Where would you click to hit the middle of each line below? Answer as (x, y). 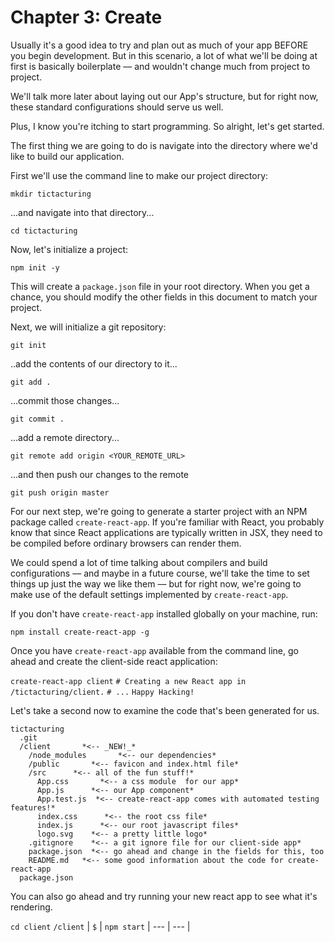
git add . (31, 382)
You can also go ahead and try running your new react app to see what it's (164, 896)
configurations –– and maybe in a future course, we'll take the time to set (160, 573)
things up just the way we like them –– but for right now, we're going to (156, 583)
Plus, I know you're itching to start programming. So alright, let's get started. (167, 126)
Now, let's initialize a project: (69, 249)
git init (28, 345)
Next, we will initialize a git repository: (88, 327)
